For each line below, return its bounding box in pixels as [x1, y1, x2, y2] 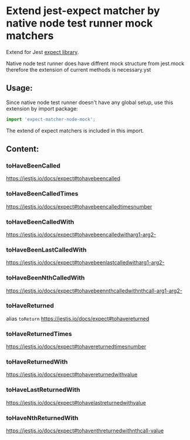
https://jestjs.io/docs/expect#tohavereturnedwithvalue [6, 371, 138, 378]
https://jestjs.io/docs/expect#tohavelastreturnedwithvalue [6, 399, 147, 406]
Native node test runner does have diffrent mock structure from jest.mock [6, 60, 185, 67]
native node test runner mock [6, 16, 153, 30]
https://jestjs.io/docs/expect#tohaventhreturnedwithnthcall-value [6, 427, 164, 434]
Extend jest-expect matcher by [6, 4, 160, 18]
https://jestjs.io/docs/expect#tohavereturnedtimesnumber [6, 343, 147, 350]
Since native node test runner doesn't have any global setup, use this [6, 99, 174, 106]
